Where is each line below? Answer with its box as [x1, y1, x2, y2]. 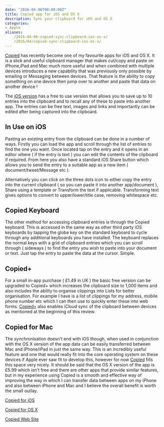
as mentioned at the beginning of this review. [5, 309, 96, 315]
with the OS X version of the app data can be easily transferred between [5, 341, 151, 347]
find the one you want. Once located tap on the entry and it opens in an [5, 146, 149, 152]
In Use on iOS [5, 123, 47, 131]
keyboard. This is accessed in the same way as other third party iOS [5, 225, 143, 230]
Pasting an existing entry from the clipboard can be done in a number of [5, 135, 150, 142]
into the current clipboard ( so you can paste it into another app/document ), [5, 181, 159, 187]
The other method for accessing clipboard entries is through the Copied [5, 219, 150, 225]
